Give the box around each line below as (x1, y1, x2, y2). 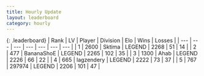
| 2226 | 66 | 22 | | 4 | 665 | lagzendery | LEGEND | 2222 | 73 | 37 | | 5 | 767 (6, 56, 197, 64)
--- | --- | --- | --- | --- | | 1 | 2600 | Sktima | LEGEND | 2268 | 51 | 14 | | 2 (13, 43, 197, 50)
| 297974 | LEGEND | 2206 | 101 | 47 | (6, 63, 100, 70)
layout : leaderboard (6, 15, 59, 21)
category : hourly (6, 20, 51, 26)
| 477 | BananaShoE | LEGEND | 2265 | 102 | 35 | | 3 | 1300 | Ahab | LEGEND (6, 50, 198, 57)
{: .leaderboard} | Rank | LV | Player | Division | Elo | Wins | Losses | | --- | (6, 37, 192, 44)
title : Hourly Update (6, 9, 62, 15)
